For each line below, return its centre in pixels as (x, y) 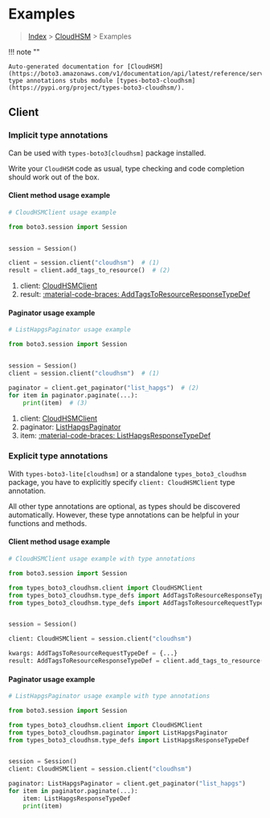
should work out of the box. (54, 177)
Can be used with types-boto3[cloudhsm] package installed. (107, 153)
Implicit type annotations (58, 135)
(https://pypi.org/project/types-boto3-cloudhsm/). (96, 88)
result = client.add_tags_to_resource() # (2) (90, 270)
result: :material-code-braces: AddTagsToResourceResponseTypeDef (135, 294)
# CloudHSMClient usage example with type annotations (102, 559)
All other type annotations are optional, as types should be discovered (125, 506)
